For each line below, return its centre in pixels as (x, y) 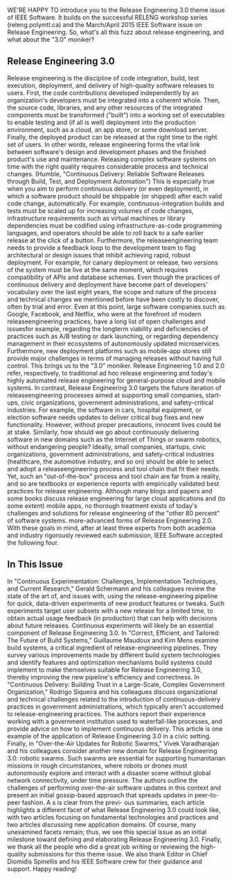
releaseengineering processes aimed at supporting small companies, (106, 395)
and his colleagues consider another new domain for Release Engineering (113, 751)
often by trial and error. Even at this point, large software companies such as (116, 306)
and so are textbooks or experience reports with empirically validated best (113, 483)
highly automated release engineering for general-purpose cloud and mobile (116, 380)
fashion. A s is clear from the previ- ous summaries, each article (113, 802)
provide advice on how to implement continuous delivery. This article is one (115, 729)
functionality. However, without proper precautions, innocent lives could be (114, 424)
